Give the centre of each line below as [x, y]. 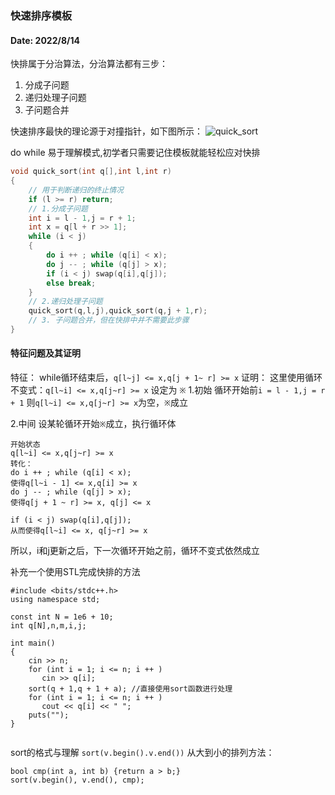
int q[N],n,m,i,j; [48, 626]
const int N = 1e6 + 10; [62, 617]
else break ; [71, 283]
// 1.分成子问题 [58, 208]
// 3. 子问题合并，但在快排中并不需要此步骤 [109, 320]
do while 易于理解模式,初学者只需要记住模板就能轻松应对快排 [135, 153]
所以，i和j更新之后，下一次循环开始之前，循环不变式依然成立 [135, 551]
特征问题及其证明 [45, 353]
